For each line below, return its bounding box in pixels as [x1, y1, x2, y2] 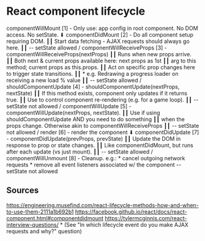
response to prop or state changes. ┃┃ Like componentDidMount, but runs [6, 141, 194, 149]
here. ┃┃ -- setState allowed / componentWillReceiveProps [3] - [6, 44, 167, 51]
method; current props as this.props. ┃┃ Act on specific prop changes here [6, 63, 196, 71]
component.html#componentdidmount [6, 214, 104, 221]
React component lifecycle [6, 4, 146, 18]
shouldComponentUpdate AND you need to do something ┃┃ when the [6, 115, 185, 123]
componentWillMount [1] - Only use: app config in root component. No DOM [6, 24, 198, 32]
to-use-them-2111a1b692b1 [6, 208, 74, 215]
